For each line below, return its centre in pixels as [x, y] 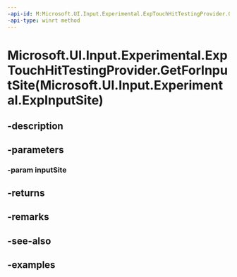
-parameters [36, 150]
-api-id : [20, 14]
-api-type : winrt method [44, 20]
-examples [31, 265]
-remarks [28, 217]
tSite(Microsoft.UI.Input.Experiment [115, 85]
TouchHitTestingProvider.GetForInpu [117, 70]
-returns [26, 193]
